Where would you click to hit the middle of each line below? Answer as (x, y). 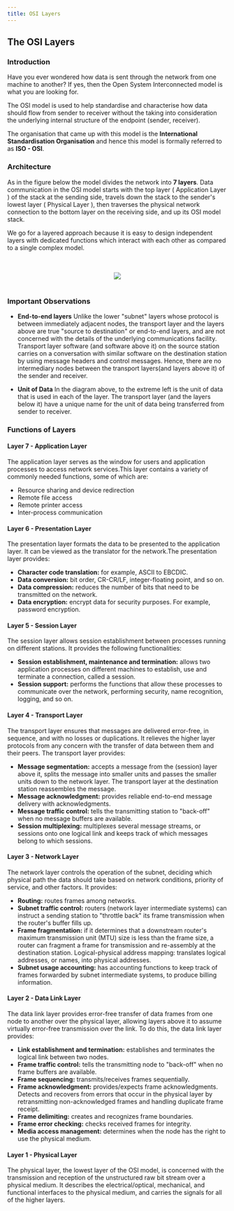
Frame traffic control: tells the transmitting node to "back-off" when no (120, 1065)
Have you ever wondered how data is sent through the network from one (112, 77)
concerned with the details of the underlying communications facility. (117, 338)
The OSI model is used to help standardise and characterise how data (108, 106)
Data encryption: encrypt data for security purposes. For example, (114, 602)
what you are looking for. (43, 92)
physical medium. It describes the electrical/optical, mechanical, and (106, 1185)
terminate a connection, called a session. (76, 677)
